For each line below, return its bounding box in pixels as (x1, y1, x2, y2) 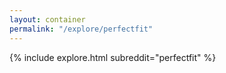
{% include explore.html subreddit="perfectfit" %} (9, 51, 217, 63)
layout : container (9, 14, 86, 25)
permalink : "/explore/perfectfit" (9, 24, 154, 34)
